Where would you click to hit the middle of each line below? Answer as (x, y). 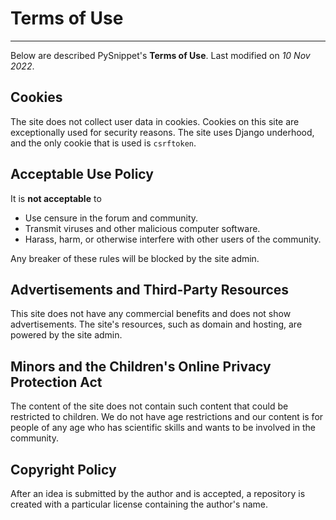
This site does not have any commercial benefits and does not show (151, 314)
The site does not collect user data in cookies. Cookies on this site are (155, 121)
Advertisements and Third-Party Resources (150, 289)
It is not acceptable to (56, 198)
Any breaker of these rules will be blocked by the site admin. (135, 258)
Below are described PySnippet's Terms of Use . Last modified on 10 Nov (160, 55)
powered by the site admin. (66, 335)
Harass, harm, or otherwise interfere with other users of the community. (173, 239)
